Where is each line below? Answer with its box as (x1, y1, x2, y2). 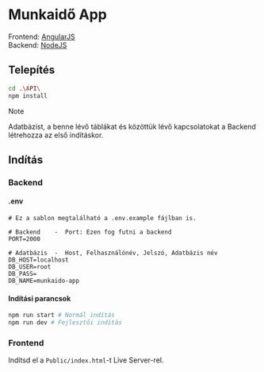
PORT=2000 (8, 235, 41, 243)
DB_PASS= (8, 270, 37, 278)
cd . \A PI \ (8, 84, 41, 92)
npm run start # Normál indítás (8, 312, 115, 320)
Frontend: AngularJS (8, 32, 75, 41)
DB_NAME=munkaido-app (8, 277, 80, 285)
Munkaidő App (8, 6, 107, 24)
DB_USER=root (8, 263, 52, 271)
